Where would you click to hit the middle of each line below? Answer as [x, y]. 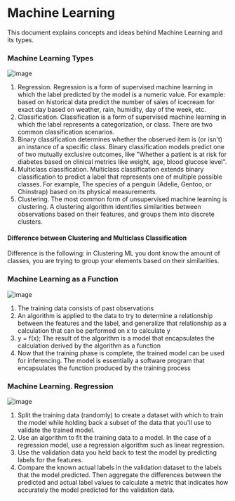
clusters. [30, 222]
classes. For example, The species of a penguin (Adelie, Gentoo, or [114, 184]
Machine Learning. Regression [60, 386]
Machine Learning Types [51, 58]
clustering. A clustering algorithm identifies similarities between [109, 207]
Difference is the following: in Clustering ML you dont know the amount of [114, 253]
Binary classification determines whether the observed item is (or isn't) [120, 139]
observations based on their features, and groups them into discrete [116, 214]
